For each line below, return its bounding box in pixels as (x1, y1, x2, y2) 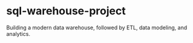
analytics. (6, 30, 30, 37)
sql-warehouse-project (6, 4, 126, 18)
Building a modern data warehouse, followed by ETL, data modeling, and (6, 24, 188, 31)
